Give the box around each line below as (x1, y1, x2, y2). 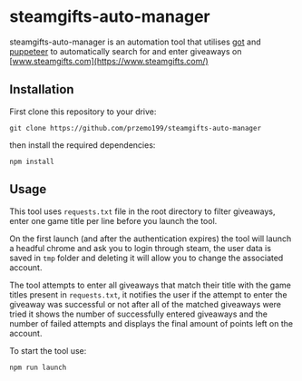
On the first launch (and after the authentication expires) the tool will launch (9, 233, 292, 244)
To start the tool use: (9, 345, 87, 356)
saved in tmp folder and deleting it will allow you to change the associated (9, 252, 284, 263)
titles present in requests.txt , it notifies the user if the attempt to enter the (9, 288, 287, 300)
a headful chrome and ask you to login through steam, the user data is (9, 242, 272, 253)
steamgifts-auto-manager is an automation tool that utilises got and (9, 36, 261, 47)
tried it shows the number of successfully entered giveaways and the (9, 308, 268, 319)
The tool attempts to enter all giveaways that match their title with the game (9, 279, 292, 290)
